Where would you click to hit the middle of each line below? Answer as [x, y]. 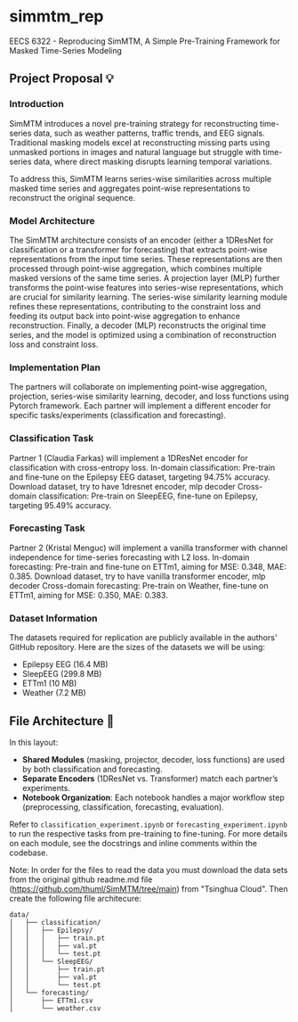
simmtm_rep [56, 16]
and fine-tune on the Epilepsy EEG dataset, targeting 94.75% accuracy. [140, 477]
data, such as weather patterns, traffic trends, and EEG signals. [149, 133]
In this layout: [34, 742]
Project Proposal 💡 [61, 79]
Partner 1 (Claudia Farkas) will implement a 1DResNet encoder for [129, 457]
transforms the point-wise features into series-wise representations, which [146, 287]
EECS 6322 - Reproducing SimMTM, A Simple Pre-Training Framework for [145, 41]
